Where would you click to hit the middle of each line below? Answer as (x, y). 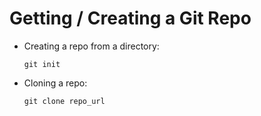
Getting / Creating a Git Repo (130, 18)
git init (42, 64)
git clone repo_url (64, 101)
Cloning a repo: (55, 83)
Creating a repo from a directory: (91, 46)
